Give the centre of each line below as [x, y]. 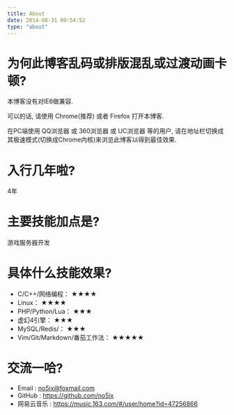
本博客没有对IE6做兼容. [40, 101]
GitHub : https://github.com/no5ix [65, 395]
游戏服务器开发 [29, 243]
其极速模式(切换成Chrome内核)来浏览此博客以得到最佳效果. [92, 139]
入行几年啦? [41, 171]
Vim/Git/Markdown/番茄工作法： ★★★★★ [80, 338]
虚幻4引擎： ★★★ [45, 320]
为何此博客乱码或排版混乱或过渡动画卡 [117, 63]
